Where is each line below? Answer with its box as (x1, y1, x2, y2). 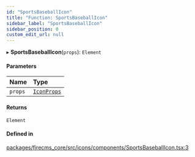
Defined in (6, 130, 34, 137)
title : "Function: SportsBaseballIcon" (6, 15, 108, 21)
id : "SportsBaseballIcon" (6, 9, 72, 15)
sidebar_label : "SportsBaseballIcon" (6, 20, 103, 26)
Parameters (6, 62, 37, 70)
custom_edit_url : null (6, 32, 64, 38)
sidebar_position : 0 (6, 26, 59, 32)
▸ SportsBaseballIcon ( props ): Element (6, 48, 102, 56)
